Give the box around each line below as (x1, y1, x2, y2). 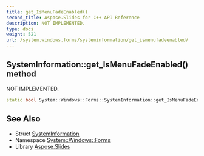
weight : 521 (6, 32, 36, 38)
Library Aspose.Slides (15, 143, 70, 150)
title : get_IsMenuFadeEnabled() (6, 8, 88, 15)
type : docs (6, 25, 34, 32)
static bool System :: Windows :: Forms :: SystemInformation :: (6, 97, 156, 103)
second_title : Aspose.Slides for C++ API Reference (6, 15, 140, 21)
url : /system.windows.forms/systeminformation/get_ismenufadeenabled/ (6, 37, 189, 43)
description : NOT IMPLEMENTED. (6, 20, 86, 26)
